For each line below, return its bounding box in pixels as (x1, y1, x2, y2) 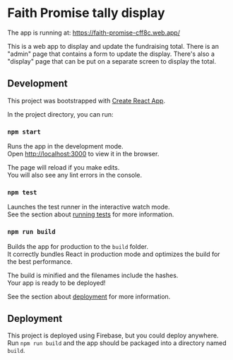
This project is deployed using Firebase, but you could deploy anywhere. (7, 331, 219, 340)
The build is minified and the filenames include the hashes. (7, 271, 179, 279)
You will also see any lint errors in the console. (7, 171, 143, 180)
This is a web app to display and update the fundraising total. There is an (7, 42, 219, 50)
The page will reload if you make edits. (7, 163, 120, 172)
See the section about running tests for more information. (7, 210, 174, 219)
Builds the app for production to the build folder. (7, 242, 149, 250)
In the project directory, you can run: (7, 110, 114, 118)
